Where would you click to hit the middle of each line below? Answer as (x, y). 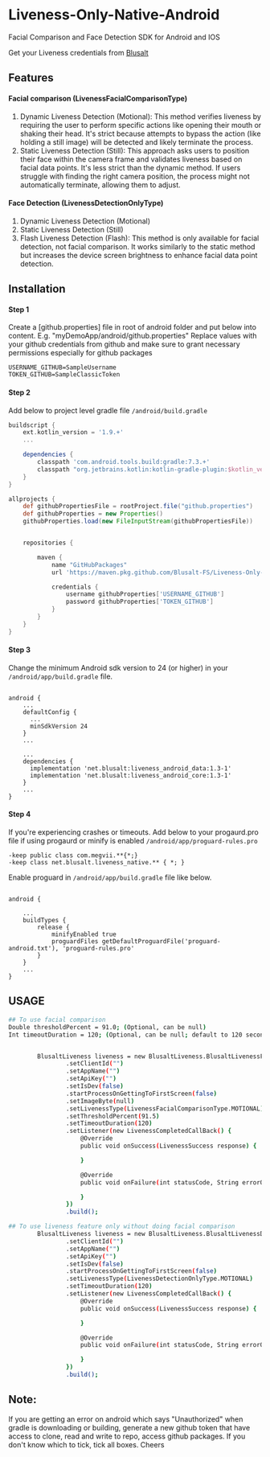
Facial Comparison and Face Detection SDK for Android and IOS (115, 37)
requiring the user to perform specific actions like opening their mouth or (141, 125)
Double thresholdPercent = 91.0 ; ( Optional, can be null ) (107, 1027)
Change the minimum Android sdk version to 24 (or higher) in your (118, 667)
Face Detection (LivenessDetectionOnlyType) (86, 203)
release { (53, 928)
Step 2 (19, 392)
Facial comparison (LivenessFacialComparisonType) (98, 98)
